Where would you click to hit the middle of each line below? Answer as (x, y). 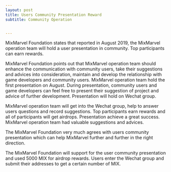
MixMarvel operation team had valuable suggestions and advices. (75, 122)
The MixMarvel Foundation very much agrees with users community (77, 132)
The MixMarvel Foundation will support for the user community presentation (86, 153)
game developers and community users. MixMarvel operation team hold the (85, 80)
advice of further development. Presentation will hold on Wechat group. (81, 96)
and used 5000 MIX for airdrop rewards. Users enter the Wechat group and (85, 158)
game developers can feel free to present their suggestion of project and (82, 91)
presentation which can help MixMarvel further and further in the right (79, 138)
